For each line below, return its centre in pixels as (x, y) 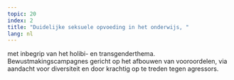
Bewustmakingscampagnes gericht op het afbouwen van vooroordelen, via (117, 62)
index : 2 (20, 21)
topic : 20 (22, 14)
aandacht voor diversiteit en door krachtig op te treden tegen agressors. (113, 69)
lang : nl (20, 34)
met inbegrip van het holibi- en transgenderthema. (81, 54)
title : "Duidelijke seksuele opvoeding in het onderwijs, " (99, 27)
